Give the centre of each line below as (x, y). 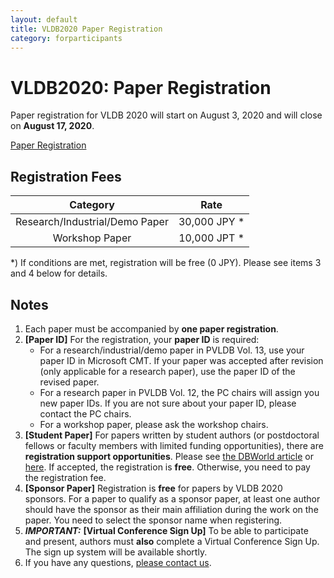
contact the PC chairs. (85, 413)
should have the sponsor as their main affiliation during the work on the (171, 509)
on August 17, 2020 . (52, 126)
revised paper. (69, 382)
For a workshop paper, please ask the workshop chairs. (154, 424)
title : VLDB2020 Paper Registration (86, 29)
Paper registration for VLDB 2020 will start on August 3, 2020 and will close (166, 115)
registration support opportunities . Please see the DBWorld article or (169, 456)
